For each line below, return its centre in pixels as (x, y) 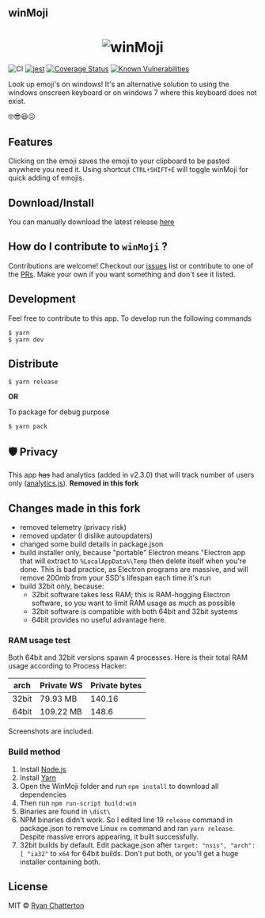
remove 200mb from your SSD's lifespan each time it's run (115, 578)
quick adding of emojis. (46, 178)
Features (30, 142)
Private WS (61, 686)
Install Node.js (43, 769)
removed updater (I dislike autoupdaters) (86, 536)
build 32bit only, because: (62, 586)
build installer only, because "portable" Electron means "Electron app (132, 553)
